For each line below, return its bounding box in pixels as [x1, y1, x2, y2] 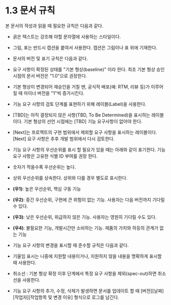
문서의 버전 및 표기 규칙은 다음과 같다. [12, 55, 88, 62]
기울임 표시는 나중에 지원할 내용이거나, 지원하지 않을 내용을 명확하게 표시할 [12, 253, 162, 259]
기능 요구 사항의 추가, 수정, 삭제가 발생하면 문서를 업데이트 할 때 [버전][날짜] [12, 288, 164, 294]
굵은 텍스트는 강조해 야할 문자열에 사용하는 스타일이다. [12, 33, 121, 40]
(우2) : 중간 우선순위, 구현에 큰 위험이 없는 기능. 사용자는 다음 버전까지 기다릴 [12, 196, 165, 203]
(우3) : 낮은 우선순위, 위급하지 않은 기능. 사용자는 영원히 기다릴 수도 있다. [12, 214, 157, 220]
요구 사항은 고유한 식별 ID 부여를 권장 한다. [12, 153, 98, 159]
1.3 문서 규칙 [5, 5, 55, 16]
